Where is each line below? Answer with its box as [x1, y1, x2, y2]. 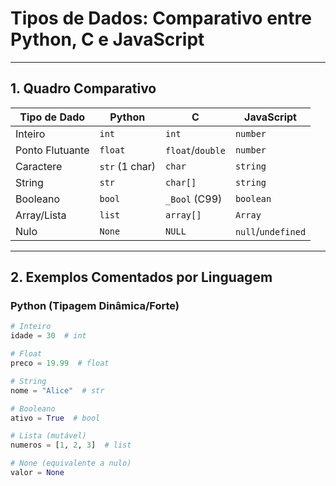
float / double [165, 143, 226, 157]
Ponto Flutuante [15, 143, 90, 157]
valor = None [10, 468, 65, 478]
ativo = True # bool [10, 413, 101, 423]
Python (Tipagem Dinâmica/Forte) [10, 299, 180, 313]
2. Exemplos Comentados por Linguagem [10, 269, 273, 286]
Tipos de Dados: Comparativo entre [10, 7, 312, 30]
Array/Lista [15, 208, 67, 222]
